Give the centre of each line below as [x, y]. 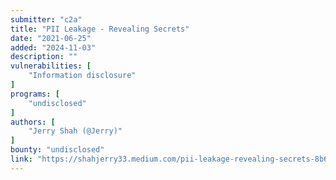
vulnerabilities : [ [51, 66]
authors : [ [33, 122]
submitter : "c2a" [46, 19]
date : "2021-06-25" [51, 38]
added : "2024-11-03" [53, 47]
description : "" [44, 57]
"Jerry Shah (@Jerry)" [75, 131]
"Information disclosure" [82, 76]
